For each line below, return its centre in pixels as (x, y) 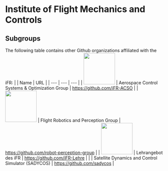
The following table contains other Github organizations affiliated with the (81, 50)
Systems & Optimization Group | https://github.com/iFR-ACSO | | (72, 88)
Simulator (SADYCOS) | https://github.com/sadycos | (60, 163)
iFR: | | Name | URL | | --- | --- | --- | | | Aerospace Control (81, 83)
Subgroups (23, 38)
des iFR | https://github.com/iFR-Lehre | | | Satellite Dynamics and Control (81, 158)
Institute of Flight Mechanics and (75, 9)
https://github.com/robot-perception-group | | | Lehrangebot (84, 152)
